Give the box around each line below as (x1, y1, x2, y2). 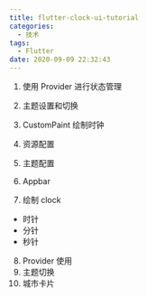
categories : (9, 22, 54, 31)
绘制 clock (22, 195, 61, 205)
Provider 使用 (22, 255, 73, 266)
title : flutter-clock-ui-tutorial (9, 13, 140, 23)
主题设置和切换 (22, 100, 78, 111)
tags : (9, 38, 30, 48)
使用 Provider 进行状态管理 (22, 81, 123, 91)
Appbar (22, 176, 51, 186)
